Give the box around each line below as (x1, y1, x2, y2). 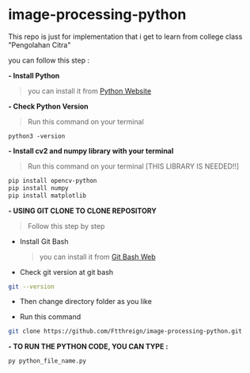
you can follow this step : (8, 55, 90, 65)
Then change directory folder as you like (19, 297, 153, 306)
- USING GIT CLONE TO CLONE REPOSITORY (8, 206, 157, 215)
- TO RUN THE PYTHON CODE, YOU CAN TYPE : (8, 342, 169, 352)
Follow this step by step (27, 221, 105, 230)
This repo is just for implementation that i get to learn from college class (8, 32, 243, 41)
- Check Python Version (8, 101, 89, 111)
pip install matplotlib (8, 192, 87, 200)
